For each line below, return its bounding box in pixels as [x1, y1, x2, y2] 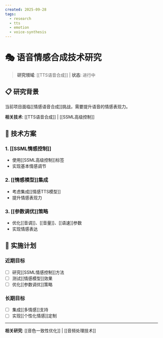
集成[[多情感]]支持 [12, 307, 49, 313]
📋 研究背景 [5, 88, 39, 96]
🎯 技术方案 [5, 130, 36, 138]
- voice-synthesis [9, 30, 47, 34]
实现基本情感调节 [12, 163, 47, 169]
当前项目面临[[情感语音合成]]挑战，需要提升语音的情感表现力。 [5, 103, 130, 109]
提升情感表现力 [12, 195, 42, 201]
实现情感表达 [12, 226, 38, 232]
